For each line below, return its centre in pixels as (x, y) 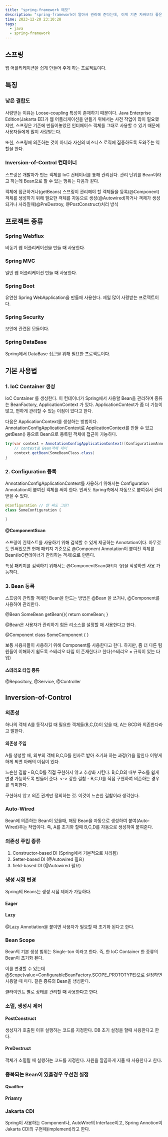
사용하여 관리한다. (23, 604)
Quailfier (14, 1087)
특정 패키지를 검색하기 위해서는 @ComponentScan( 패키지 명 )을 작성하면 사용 (80, 565)
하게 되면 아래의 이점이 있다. (32, 762)
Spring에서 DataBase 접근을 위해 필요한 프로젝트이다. (58, 353)
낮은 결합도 (18, 101)
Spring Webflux (24, 236)
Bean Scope (20, 940)
